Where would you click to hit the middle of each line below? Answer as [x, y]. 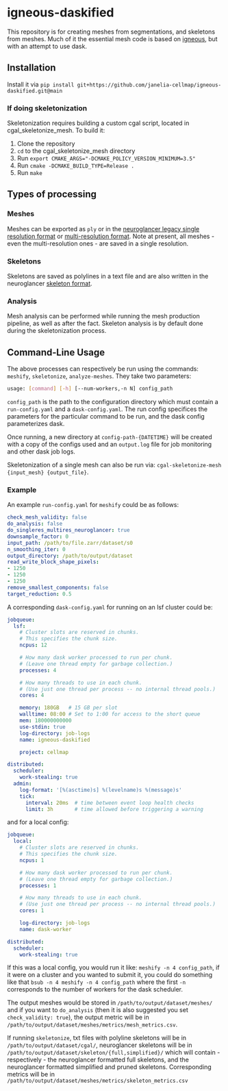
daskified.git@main [35, 91]
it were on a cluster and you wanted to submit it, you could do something [110, 975]
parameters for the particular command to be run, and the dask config [106, 417]
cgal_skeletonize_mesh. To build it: [56, 130]
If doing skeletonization [47, 108]
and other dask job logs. [41, 451]
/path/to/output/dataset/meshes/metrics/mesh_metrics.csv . [92, 1024]
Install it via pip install [41, 84]
